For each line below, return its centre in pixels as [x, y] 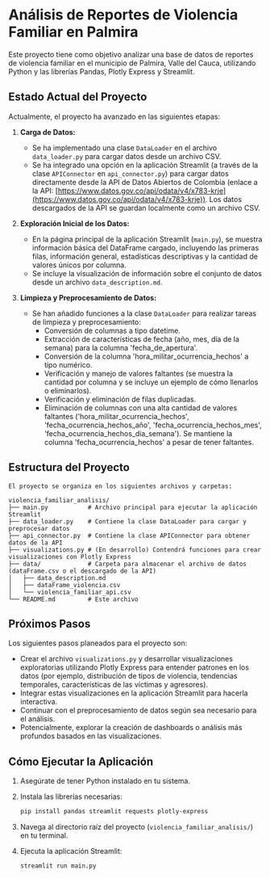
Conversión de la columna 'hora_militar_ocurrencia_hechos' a [146, 356]
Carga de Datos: [48, 132]
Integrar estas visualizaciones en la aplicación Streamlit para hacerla [134, 693]
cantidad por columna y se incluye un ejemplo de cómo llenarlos [151, 382]
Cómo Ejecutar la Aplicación [81, 761]
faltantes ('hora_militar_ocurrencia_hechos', [116, 416]
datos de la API [35, 543]
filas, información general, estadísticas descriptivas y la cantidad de [145, 256]
